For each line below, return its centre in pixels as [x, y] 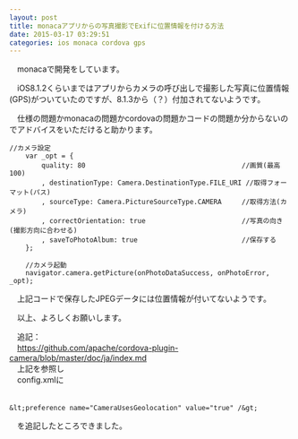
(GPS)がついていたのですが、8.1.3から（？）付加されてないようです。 [137, 99]
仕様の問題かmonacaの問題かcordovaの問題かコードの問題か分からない [149, 118]
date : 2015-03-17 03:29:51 [60, 34]
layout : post [34, 17]
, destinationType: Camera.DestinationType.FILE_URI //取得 [154, 183]
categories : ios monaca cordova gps [77, 43]
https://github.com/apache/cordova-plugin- [98, 348]
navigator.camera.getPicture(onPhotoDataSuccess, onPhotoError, [148, 273]
